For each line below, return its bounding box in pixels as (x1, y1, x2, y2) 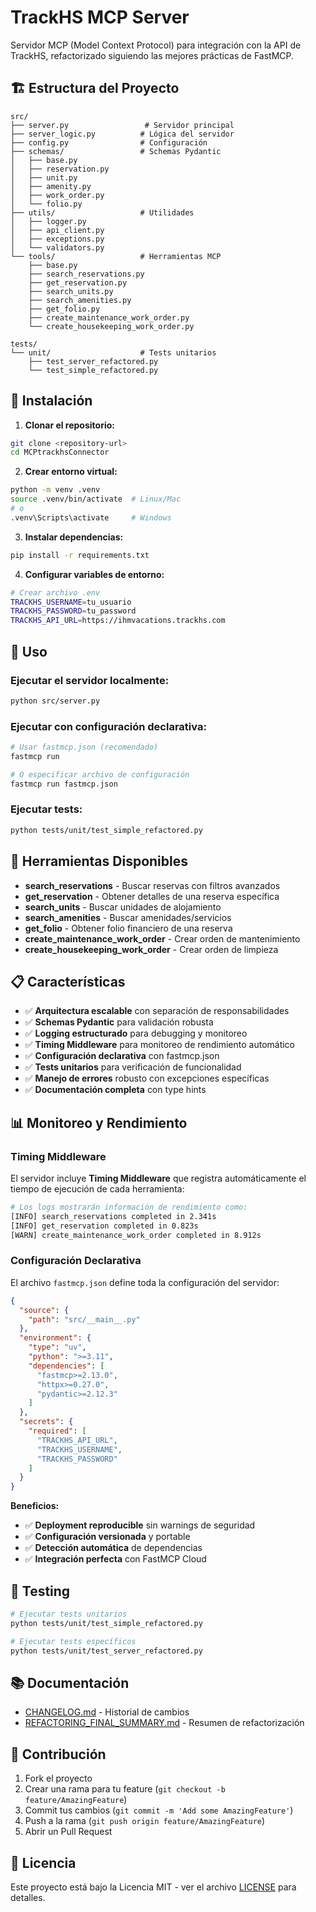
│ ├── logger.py (10, 216, 87, 226)
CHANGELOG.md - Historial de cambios (24, 1706, 190, 1718)
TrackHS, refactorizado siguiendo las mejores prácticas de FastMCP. (10, 49, 295, 61)
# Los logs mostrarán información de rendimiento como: (10, 1202, 248, 1213)
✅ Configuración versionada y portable (24, 1531, 191, 1543)
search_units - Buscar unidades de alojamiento (24, 901, 222, 913)
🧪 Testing (10, 1582, 71, 1600)
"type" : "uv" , (28, 1342, 87, 1353)
